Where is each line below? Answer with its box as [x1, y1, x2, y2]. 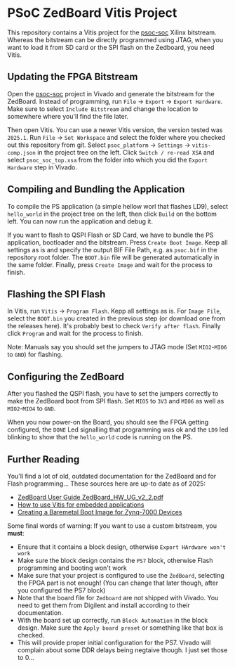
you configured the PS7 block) [17, 586, 106, 595]
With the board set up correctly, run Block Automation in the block [17, 616, 208, 624]
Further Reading [7, 453, 80, 465]
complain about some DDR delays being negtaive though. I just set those [17, 646, 228, 654]
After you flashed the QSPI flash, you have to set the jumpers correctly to [7, 389, 219, 398]
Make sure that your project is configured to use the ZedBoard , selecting [17, 571, 224, 579]
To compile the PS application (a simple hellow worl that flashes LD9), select [7, 202, 229, 210]
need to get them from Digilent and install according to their [17, 601, 191, 609]
